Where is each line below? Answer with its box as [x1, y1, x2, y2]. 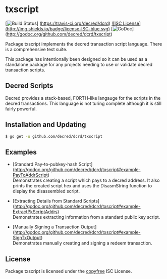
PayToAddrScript [12, 172, 48, 178]
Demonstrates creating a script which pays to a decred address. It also [12, 177, 160, 183]
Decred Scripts [5, 82, 53, 90]
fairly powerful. [5, 105, 37, 112]
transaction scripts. [5, 67, 45, 73]
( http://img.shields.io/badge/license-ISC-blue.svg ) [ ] [5, 25, 134, 31]
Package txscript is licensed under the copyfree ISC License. [5, 268, 132, 274]
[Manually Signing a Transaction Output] [12, 224, 97, 230]
